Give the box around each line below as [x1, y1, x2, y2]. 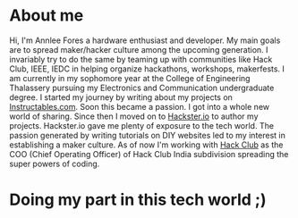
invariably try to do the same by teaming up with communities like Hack [9, 54, 273, 64]
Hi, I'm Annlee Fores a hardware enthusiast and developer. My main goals [9, 35, 281, 46]
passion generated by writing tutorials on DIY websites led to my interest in [9, 130, 286, 140]
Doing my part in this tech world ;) [9, 189, 267, 210]
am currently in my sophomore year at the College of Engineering [9, 72, 251, 83]
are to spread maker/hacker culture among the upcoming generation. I [9, 44, 268, 54]
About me [9, 5, 84, 26]
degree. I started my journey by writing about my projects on [9, 91, 233, 103]
